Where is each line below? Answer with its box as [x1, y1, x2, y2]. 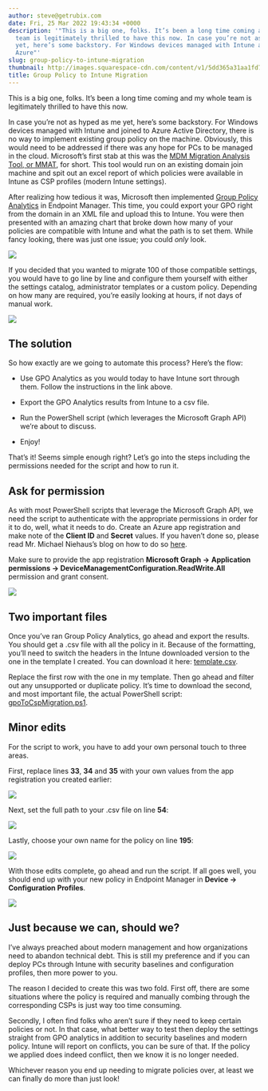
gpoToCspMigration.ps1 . [8, 698, 89, 707]
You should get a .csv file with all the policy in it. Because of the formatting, [8, 640, 256, 650]
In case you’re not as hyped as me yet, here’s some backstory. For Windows [8, 117, 258, 126]
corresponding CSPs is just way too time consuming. [8, 1000, 182, 1009]
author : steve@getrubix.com [8, 11, 102, 20]
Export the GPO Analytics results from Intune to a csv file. [19, 397, 210, 408]
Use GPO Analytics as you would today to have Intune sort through [19, 373, 240, 384]
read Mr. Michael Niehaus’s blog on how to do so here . [8, 540, 187, 549]
